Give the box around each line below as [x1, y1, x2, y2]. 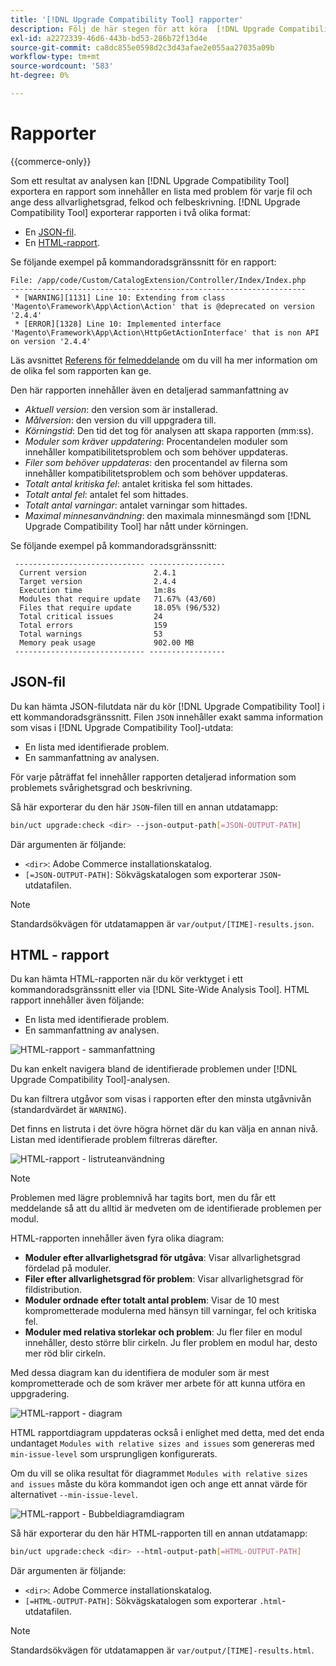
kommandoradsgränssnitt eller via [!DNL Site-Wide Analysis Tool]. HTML [10, 984, 310, 996]
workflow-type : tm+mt [10, 52, 101, 62]
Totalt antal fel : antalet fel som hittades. [24, 488, 189, 500]
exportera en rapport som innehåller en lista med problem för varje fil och [10, 185, 313, 197]
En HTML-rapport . [24, 236, 100, 248]
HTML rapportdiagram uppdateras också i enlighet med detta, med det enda [10, 1427, 325, 1439]
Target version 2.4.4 [19, 576, 177, 586]
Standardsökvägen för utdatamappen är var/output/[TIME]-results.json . [10, 917, 315, 930]
